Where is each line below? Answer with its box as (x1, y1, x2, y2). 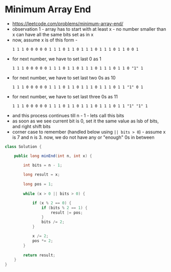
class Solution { (5, 144, 42, 149)
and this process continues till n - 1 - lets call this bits (12, 112, 124, 118)
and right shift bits (12, 123, 51, 129)
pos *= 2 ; (32, 238, 53, 243)
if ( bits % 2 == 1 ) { (41, 205, 88, 211)
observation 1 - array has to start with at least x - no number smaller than (12, 26, 166, 32)
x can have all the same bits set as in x (12, 31, 94, 37)
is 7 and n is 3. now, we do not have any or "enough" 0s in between (12, 134, 155, 140)
